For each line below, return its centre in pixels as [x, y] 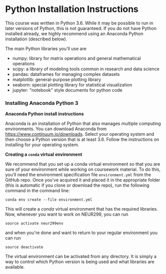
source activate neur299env [34, 224]
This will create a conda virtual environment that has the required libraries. [82, 209]
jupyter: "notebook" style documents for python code [67, 90]
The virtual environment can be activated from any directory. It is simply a [81, 257]
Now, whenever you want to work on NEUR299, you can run [67, 214]
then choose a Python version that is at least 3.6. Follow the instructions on [82, 139]
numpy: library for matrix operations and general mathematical [77, 58]
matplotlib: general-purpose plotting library [57, 79]
